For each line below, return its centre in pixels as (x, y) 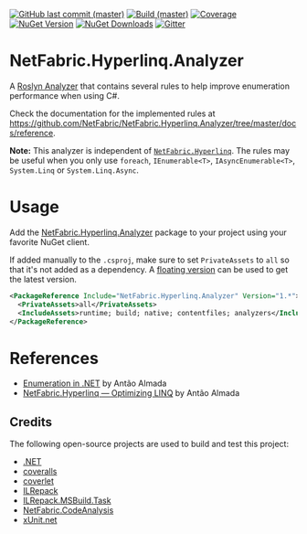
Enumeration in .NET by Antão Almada (95, 383)
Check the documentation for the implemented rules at (113, 113)
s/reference (32, 133)
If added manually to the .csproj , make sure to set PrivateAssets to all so (149, 260)
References (54, 358)
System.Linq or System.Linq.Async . (74, 170)
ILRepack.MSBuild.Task (67, 501)
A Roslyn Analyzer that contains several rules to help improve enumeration (150, 86)
